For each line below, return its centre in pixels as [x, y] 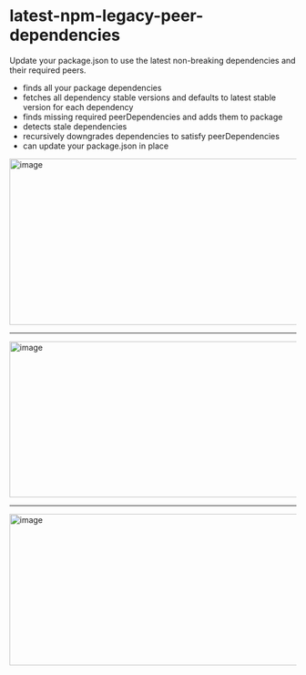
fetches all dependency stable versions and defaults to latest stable [149, 97]
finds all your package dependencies [92, 87]
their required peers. [48, 70]
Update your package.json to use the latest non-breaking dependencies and [153, 60]
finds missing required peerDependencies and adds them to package [153, 117]
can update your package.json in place [96, 146]
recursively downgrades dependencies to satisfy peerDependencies [151, 136]
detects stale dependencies [75, 126]
